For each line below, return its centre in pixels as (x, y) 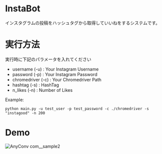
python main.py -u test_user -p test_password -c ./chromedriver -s (77, 109)
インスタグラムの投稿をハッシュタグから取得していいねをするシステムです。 (83, 23)
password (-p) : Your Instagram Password (55, 74)
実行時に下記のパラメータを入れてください (48, 59)
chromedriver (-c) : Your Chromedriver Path (57, 79)
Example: (15, 100)
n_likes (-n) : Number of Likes (42, 90)
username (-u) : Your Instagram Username (55, 69)
